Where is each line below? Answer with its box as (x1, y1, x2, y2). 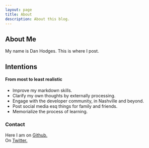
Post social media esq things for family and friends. (12, 103, 118, 109)
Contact (5, 121, 25, 128)
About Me (5, 35, 36, 43)
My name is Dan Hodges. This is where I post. (5, 48, 99, 54)
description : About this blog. (5, 16, 70, 21)
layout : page (5, 7, 32, 12)
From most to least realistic (5, 76, 63, 82)
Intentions (5, 63, 38, 71)
